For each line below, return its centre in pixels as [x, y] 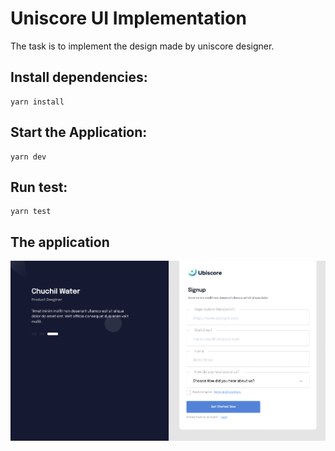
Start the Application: [79, 132]
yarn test [31, 212]
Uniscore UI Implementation [128, 18]
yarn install [37, 102]
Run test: [39, 187]
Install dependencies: [79, 77]
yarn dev [28, 157]
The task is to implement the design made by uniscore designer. [142, 46]
